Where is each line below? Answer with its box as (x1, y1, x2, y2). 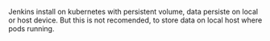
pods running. (8, 24, 55, 33)
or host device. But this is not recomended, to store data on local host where (8, 15, 263, 25)
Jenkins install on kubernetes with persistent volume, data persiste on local (8, 7, 259, 16)
